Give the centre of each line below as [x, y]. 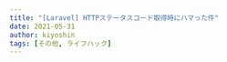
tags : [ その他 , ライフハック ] [61, 43]
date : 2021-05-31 [42, 26]
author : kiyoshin [42, 35]
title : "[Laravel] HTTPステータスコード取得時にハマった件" [114, 18]
